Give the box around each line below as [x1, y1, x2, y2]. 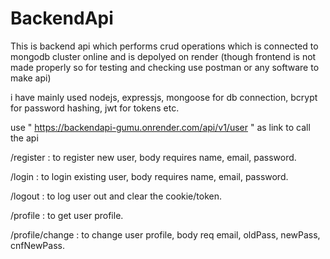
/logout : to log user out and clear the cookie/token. [10, 190, 222, 202]
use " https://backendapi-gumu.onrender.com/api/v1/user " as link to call [10, 121, 311, 133]
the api [10, 132, 39, 144]
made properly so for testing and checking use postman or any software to [10, 61, 320, 73]
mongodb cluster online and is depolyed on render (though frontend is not [10, 50, 317, 62]
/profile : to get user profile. [10, 209, 124, 221]
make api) [10, 72, 52, 84]
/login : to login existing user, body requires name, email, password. [10, 170, 289, 182]
